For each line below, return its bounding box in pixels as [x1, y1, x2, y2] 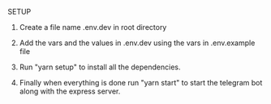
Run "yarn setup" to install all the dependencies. [19, 62, 181, 72]
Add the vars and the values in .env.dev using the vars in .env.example [19, 38, 256, 48]
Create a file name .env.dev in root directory [19, 23, 167, 31]
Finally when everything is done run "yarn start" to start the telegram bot [19, 78, 263, 87]
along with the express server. [19, 86, 121, 96]
